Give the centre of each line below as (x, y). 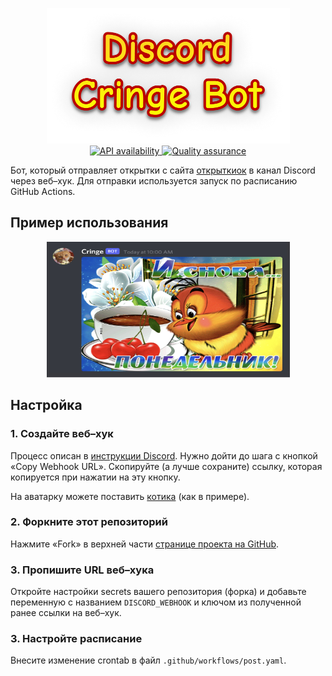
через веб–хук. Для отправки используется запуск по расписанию (154, 181)
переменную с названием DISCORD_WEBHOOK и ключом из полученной (156, 602)
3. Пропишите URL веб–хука (82, 570)
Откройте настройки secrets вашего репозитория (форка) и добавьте (158, 592)
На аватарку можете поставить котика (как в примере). (130, 496)
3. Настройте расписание (76, 639)
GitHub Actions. (43, 191)
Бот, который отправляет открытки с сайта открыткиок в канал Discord (163, 170)
